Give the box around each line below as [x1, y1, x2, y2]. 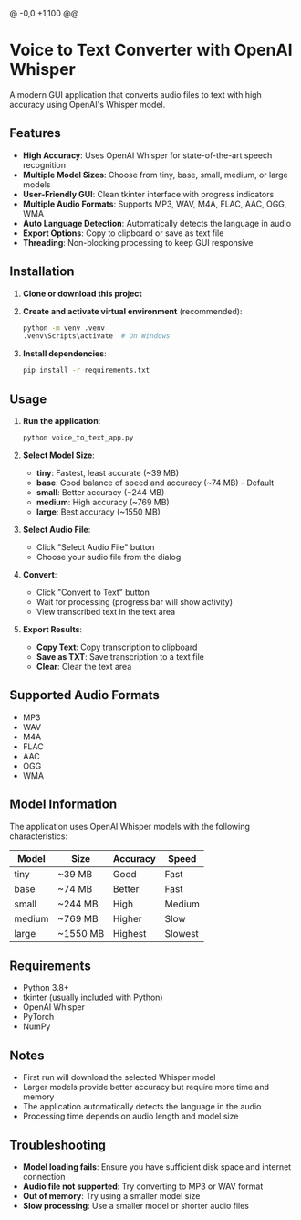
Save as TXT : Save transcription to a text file [36, 651, 205, 662]
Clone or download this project [22, 288, 143, 299]
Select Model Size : [22, 450, 96, 461]
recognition [22, 159, 67, 170]
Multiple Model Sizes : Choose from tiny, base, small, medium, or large [22, 169, 289, 180]
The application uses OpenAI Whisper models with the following [9, 821, 251, 832]
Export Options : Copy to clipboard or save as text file [22, 228, 224, 239]
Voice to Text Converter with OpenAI [9, 40, 293, 60]
